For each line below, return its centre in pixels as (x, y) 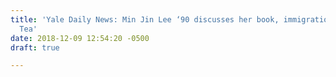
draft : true (35, 47)
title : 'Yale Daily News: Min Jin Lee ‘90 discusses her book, (145, 19)
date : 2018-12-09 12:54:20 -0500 (80, 38)
